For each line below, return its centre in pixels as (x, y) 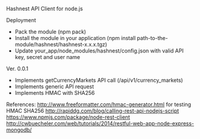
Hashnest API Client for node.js (45, 9)
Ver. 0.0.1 (17, 69)
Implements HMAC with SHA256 (55, 93)
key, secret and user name (47, 57)
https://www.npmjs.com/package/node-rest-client (68, 117)
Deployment (21, 20)
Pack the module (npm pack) (50, 32)
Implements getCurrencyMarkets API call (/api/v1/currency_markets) (99, 80)
